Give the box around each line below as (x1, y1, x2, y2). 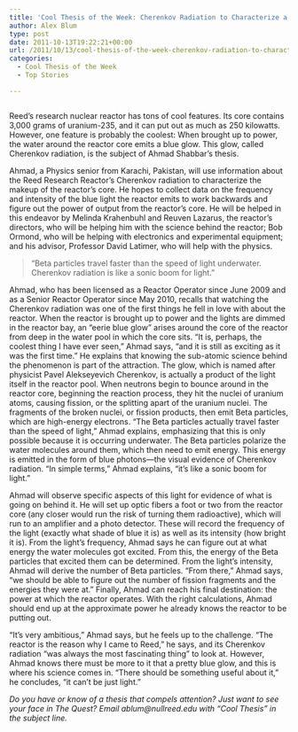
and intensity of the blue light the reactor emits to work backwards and (9, 193, 269, 204)
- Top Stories (17, 71, 69, 80)
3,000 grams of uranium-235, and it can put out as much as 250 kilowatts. (9, 120, 281, 130)
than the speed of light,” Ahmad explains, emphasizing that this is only (9, 425, 266, 436)
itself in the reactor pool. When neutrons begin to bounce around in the (9, 378, 269, 389)
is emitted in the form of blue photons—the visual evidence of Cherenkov (9, 454, 277, 464)
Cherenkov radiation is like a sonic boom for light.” (30, 267, 216, 277)
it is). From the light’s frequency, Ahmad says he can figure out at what (9, 537, 268, 548)
